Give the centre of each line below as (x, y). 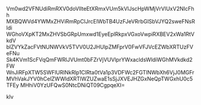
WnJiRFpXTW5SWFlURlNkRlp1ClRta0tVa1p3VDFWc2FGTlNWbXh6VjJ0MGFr (100, 72)
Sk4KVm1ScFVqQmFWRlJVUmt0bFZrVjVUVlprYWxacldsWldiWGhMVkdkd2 (100, 60)
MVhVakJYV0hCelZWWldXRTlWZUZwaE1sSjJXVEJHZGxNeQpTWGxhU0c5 (100, 79)
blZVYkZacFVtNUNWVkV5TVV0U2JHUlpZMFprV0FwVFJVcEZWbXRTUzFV (100, 47)
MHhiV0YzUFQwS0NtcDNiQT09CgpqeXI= (72, 85)
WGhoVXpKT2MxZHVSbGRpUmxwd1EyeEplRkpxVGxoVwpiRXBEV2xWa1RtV (100, 34)
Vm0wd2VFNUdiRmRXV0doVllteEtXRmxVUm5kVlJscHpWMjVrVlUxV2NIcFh (100, 9)
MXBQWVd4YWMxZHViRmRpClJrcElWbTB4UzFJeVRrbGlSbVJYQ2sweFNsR (100, 21)
